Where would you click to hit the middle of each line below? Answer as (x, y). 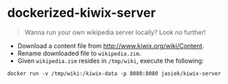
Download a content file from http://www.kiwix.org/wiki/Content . (111, 45)
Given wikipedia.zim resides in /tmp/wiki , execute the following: (110, 60)
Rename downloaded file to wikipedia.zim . (79, 53)
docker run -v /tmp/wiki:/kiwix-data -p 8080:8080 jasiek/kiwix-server (114, 73)
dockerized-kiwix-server (82, 13)
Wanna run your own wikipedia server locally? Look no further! (115, 32)
